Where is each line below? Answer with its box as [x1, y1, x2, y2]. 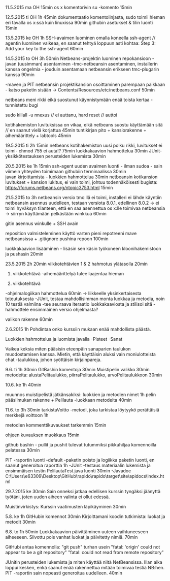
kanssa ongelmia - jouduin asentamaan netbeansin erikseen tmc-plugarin [5, 66, 159, 72]
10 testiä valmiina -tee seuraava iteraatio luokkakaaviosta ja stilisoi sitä [5, 301, 152, 307]
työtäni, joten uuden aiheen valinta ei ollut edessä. [5, 494, 110, 500]
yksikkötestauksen [5, 153, 45, 159]
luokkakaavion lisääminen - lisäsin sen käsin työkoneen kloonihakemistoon [5, 246, 161, 251]
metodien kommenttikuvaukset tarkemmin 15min [5, 422, 107, 428]
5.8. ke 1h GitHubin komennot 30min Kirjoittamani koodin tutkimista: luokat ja [5, 513, 165, 520]
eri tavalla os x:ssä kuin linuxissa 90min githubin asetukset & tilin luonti [5, 20, 153, 25]
